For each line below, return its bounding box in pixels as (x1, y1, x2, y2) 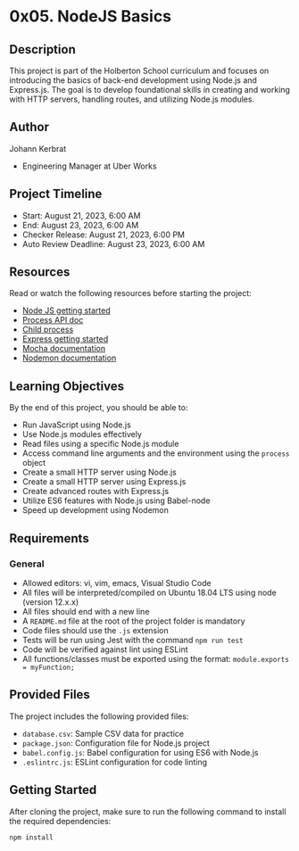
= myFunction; (21, 663, 75, 672)
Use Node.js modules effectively (21, 429, 143, 440)
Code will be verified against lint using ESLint (21, 644, 188, 655)
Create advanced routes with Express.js (21, 486, 170, 497)
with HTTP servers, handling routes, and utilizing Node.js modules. (9, 94, 255, 104)
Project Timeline (9, 186, 103, 202)
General (9, 558, 45, 570)
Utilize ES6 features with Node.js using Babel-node (21, 495, 211, 506)
